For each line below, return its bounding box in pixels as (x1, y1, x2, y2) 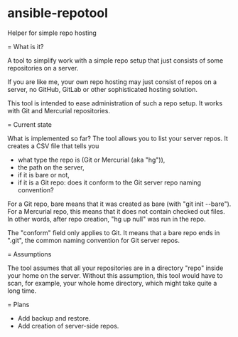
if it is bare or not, (17, 170, 70, 179)
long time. (7, 286, 37, 295)
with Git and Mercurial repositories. (7, 106, 110, 115)
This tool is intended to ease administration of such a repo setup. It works (7, 98, 222, 108)
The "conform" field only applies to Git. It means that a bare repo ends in (7, 228, 220, 237)
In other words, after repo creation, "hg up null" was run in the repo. (7, 214, 206, 223)
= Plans (7, 300, 30, 309)
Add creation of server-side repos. (17, 321, 119, 330)
